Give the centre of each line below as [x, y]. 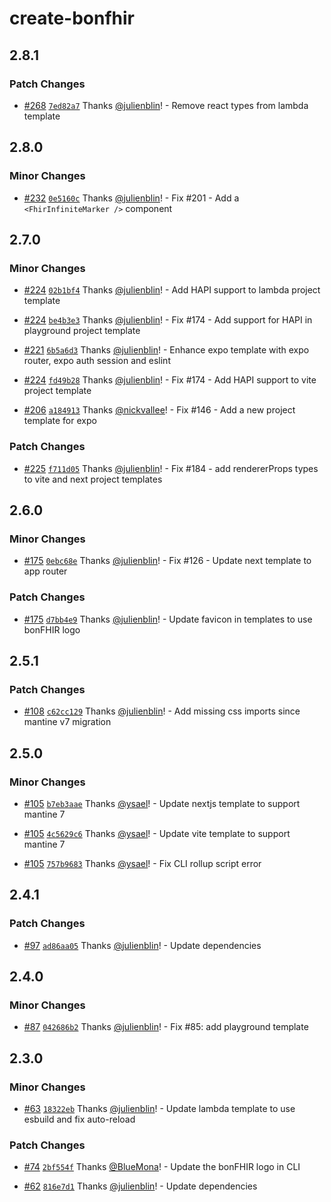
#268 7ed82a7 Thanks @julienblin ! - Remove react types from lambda [166, 105]
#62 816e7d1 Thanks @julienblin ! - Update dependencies [140, 1186]
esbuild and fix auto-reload [79, 1119]
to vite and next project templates [93, 479]
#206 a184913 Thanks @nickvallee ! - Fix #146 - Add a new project [159, 410]
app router [45, 571]
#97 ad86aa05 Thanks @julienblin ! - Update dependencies [142, 945]
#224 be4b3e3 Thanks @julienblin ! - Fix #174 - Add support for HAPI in [168, 320]
